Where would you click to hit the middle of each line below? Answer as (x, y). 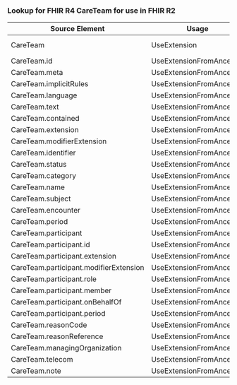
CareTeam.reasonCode (49, 325)
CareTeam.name (38, 187)
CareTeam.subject (41, 199)
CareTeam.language (44, 95)
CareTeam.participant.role (54, 279)
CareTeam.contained (45, 119)
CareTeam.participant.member (61, 290)
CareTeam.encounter (46, 211)
